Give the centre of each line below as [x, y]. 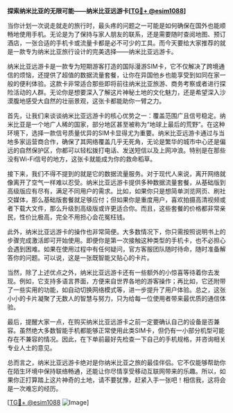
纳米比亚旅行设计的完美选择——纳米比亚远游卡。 [107, 52]
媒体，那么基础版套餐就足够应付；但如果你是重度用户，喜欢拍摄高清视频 [116, 200]
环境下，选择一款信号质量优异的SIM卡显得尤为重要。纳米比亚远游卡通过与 [113, 133]
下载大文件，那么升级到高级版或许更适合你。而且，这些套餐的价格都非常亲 [119, 208]
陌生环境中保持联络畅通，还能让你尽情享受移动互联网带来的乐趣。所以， [116, 371]
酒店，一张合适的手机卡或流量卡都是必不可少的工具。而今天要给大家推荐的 [113, 43]
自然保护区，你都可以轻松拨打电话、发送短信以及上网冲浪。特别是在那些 [122, 150]
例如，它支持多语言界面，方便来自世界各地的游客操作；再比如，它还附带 [122, 281]
